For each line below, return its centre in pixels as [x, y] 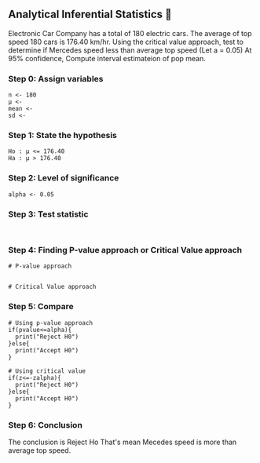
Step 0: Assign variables [56, 78]
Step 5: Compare [41, 307]
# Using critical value [47, 371]
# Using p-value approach [50, 323]
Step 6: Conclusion [45, 425]
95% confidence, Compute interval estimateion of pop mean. [107, 58]
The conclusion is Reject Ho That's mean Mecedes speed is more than [123, 442]
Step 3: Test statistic [48, 214]
